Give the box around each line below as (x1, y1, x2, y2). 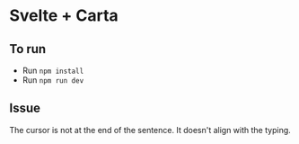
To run (9, 41, 47, 57)
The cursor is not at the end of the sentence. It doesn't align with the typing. (9, 124, 292, 135)
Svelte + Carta (9, 5, 119, 26)
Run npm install (22, 65, 84, 76)
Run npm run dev (22, 75, 84, 85)
